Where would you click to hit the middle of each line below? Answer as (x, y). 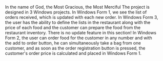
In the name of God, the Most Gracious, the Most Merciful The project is (77, 7)
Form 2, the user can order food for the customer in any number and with (79, 38)
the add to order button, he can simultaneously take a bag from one (73, 43)
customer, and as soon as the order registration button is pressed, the (75, 48)
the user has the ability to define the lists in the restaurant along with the (78, 22)
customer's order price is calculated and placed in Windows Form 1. (73, 53)
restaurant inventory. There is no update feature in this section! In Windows (81, 33)
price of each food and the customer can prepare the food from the (73, 28)
